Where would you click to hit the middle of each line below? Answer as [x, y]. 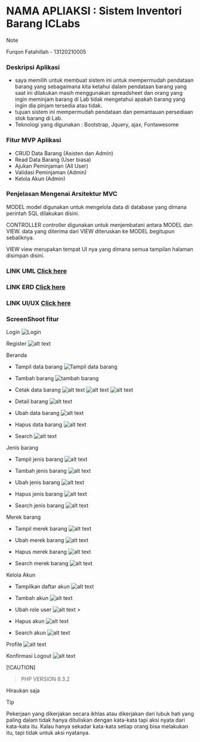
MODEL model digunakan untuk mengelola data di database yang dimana [96, 207]
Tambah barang [34, 378]
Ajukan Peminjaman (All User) [51, 166]
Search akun [30, 632]
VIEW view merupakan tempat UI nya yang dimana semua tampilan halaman [100, 249]
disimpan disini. [25, 255]
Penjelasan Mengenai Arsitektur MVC [62, 194]
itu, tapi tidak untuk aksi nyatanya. [48, 732]
